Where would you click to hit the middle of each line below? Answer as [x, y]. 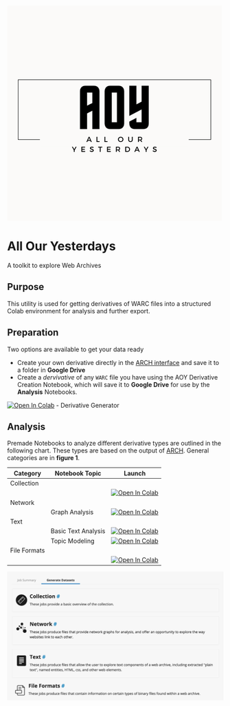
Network [22, 502]
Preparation [33, 333]
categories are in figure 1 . [44, 458]
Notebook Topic [78, 473]
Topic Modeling [72, 541]
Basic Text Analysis [78, 531]
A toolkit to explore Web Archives [54, 265]
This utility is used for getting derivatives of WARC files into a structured [109, 303]
